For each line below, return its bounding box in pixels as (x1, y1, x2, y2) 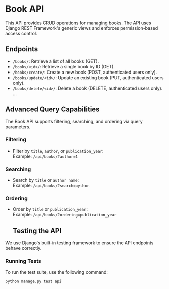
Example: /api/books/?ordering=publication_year (12, 212, 117, 218)
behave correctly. (5, 245, 42, 251)
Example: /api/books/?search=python (12, 182, 90, 189)
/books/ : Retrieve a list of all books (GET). (12, 58, 99, 64)
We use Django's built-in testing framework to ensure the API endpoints (5, 240, 154, 246)
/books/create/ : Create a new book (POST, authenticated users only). (12, 69, 157, 75)
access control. (5, 30, 37, 36)
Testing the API (12, 226, 62, 235)
